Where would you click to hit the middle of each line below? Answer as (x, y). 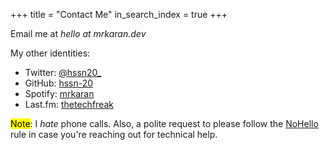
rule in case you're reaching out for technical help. (114, 134)
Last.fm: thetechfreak (69, 104)
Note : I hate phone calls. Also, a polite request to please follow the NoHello (164, 123)
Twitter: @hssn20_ (63, 72)
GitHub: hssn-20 (59, 83)
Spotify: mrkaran (59, 93)
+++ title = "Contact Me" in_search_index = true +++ (119, 14)
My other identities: (50, 53)
